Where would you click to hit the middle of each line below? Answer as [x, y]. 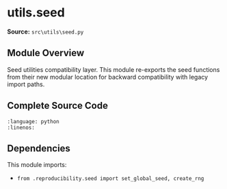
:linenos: [21, 127]
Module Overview [46, 53]
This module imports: [37, 165]
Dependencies [39, 148]
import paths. [26, 84]
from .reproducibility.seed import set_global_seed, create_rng [110, 179]
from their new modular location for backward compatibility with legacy [108, 77]
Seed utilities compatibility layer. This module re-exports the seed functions [113, 69]
